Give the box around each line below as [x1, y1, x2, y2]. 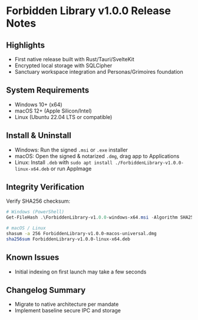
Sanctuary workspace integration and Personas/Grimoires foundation [14, 68, 184, 75]
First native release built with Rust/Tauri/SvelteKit [14, 56, 134, 62]
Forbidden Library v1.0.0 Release [6, 4, 171, 18]
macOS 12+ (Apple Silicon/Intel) [14, 107, 93, 114]
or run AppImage [50, 165, 92, 172]
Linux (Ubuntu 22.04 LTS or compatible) [14, 113, 113, 120]
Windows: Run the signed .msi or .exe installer [14, 146, 128, 153]
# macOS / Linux [6, 225, 46, 231]
